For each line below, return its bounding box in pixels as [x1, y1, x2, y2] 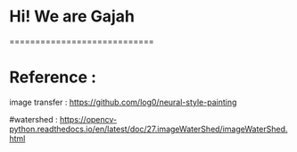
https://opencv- [59, 114, 118, 124]
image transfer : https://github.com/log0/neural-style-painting [9, 97, 237, 107]
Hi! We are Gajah [9, 6, 136, 27]
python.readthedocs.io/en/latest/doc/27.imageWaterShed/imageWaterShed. [9, 123, 288, 134]
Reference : [9, 67, 96, 88]
